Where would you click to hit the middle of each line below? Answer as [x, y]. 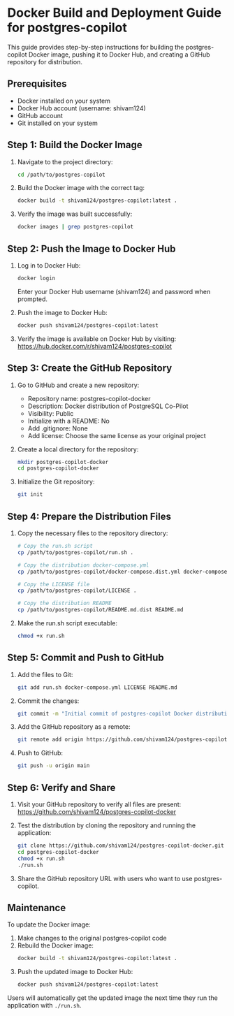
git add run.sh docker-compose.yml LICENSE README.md [97, 687]
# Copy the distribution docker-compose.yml [83, 565]
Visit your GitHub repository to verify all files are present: [99, 804]
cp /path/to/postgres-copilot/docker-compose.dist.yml [99, 572]
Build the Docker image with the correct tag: [81, 188]
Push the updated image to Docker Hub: [75, 972]
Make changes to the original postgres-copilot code [92, 938]
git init [30, 495]
